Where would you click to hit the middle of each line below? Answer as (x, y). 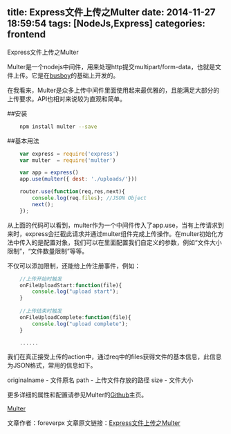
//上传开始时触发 (41, 279)
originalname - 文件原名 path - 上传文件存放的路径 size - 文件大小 (100, 380)
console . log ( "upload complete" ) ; (80, 324)
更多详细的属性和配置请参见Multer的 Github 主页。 (77, 395)
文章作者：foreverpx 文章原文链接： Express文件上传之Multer (94, 423)
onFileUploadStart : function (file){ (71, 285)
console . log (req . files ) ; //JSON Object (90, 198)
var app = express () (49, 173)
